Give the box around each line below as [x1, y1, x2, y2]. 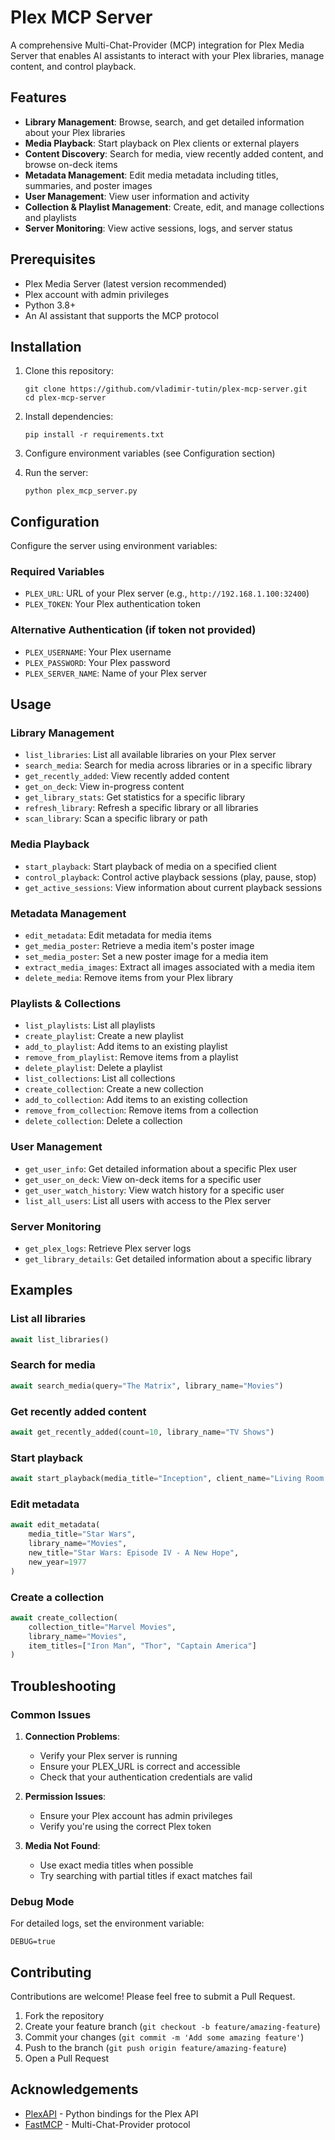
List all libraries [10, 1312, 87, 1326]
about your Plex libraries [24, 126, 126, 138]
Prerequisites [10, 251, 96, 268]
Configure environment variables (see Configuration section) [24, 447, 276, 460]
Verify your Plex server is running [39, 1749, 178, 1761]
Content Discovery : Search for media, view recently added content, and [24, 147, 324, 160]
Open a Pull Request [24, 2052, 110, 2065]
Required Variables [10, 565, 105, 579]
